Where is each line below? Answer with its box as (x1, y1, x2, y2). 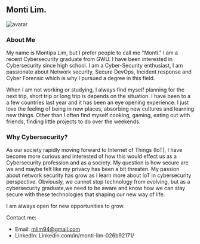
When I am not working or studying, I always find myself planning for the (6, 86, 185, 93)
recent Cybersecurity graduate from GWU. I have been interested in (6, 56, 173, 63)
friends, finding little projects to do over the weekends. (6, 118, 141, 125)
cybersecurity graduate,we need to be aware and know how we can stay (6, 185, 186, 192)
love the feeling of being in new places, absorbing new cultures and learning (6, 105, 195, 112)
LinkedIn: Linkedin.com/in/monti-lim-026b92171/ (14, 232, 134, 239)
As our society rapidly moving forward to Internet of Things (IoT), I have (6, 147, 183, 154)
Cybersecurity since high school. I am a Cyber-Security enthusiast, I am (6, 62, 183, 69)
